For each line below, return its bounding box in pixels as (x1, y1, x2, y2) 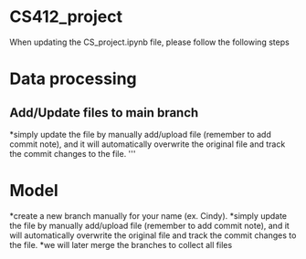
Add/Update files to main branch (9, 105, 199, 120)
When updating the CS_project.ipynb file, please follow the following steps (9, 36, 290, 47)
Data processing (9, 68, 137, 89)
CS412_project (9, 6, 123, 27)
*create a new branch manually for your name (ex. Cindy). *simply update (9, 210, 288, 221)
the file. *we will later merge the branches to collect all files (9, 239, 233, 250)
